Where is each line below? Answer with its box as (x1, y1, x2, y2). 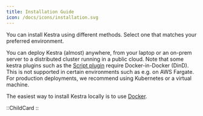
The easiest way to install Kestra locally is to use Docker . (6, 93, 147, 100)
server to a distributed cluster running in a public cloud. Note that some (6, 55, 184, 63)
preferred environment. (6, 37, 65, 44)
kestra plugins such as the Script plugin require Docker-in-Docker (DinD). (6, 61, 189, 69)
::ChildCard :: (6, 104, 39, 111)
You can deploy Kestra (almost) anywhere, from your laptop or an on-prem (6, 49, 192, 56)
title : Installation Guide (6, 8, 74, 15)
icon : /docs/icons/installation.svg (6, 14, 98, 20)
